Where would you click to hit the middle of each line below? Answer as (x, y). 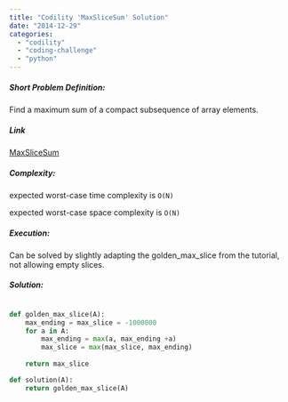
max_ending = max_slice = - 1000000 (91, 322)
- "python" (37, 59)
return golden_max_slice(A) (77, 388)
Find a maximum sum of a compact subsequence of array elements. (134, 109)
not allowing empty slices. (57, 264)
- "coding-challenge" (57, 51)
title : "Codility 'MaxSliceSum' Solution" (89, 17)
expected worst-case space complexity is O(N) (95, 212)
